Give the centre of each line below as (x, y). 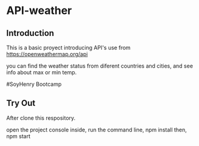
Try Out (21, 103)
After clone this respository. (41, 118)
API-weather (39, 11)
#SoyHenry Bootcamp (34, 84)
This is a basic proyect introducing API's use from (69, 47)
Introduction (30, 33)
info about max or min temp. (42, 72)
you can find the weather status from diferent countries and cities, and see (99, 66)
